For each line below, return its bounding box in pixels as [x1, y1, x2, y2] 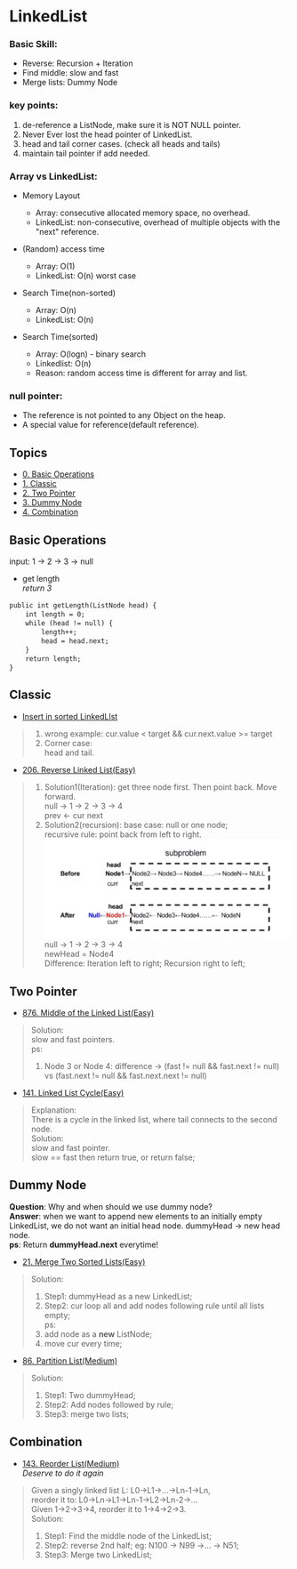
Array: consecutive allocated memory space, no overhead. [35, 207, 251, 219]
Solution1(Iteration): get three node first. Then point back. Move [44, 781, 277, 793]
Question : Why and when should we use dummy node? [9, 1201, 213, 1211]
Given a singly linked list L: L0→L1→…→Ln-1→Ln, [30, 1485, 211, 1495]
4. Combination [21, 507, 78, 518]
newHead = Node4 [44, 949, 115, 960]
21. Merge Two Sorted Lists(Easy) [21, 1256, 146, 1267]
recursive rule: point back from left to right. [44, 829, 202, 840]
